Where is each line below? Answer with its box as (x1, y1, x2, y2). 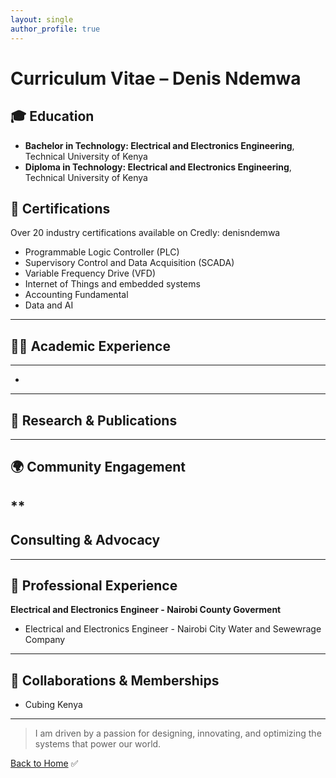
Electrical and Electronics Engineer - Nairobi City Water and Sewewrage (24, 623, 322, 635)
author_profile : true (10, 24, 101, 34)
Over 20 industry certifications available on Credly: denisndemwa (10, 227, 281, 239)
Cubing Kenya (24, 699, 83, 711)
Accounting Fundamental (24, 289, 129, 301)
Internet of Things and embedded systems (24, 278, 201, 290)
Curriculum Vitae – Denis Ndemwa (10, 67, 302, 90)
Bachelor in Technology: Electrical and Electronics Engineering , (24, 139, 295, 151)
